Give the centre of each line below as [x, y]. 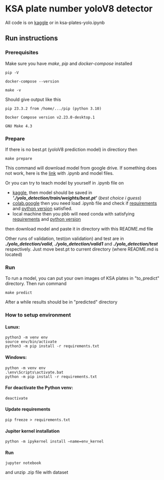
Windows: [16, 357]
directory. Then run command [36, 283]
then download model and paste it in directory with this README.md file [79, 228]
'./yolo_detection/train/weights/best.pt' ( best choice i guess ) [77, 197]
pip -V [12, 72]
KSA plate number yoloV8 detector [79, 9]
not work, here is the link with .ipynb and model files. [59, 173]
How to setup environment [38, 315]
